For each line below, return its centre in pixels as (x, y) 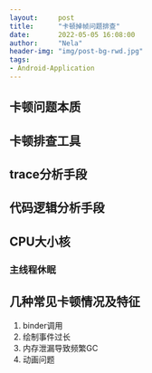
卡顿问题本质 (45, 107)
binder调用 (43, 325)
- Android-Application (52, 69)
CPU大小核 (40, 241)
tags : (19, 60)
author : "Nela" (46, 43)
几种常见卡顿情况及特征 (75, 302)
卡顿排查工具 (45, 141)
